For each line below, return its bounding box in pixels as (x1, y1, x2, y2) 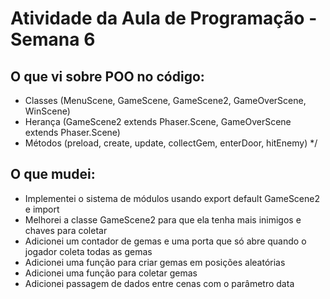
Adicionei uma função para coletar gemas (24, 267, 198, 279)
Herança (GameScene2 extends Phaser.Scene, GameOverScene (24, 116, 292, 127)
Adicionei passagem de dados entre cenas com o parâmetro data (24, 277, 295, 289)
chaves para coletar (24, 224, 108, 236)
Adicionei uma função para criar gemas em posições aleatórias (24, 256, 286, 268)
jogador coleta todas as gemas (24, 245, 153, 257)
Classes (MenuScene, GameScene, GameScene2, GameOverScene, (24, 95, 307, 106)
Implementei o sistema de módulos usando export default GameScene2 (24, 192, 321, 204)
